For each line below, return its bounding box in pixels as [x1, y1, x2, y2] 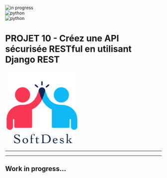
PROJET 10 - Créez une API [5, 33, 119, 44]
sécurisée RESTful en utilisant [5, 43, 132, 55]
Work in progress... [5, 165, 66, 173]
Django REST [5, 54, 60, 65]
